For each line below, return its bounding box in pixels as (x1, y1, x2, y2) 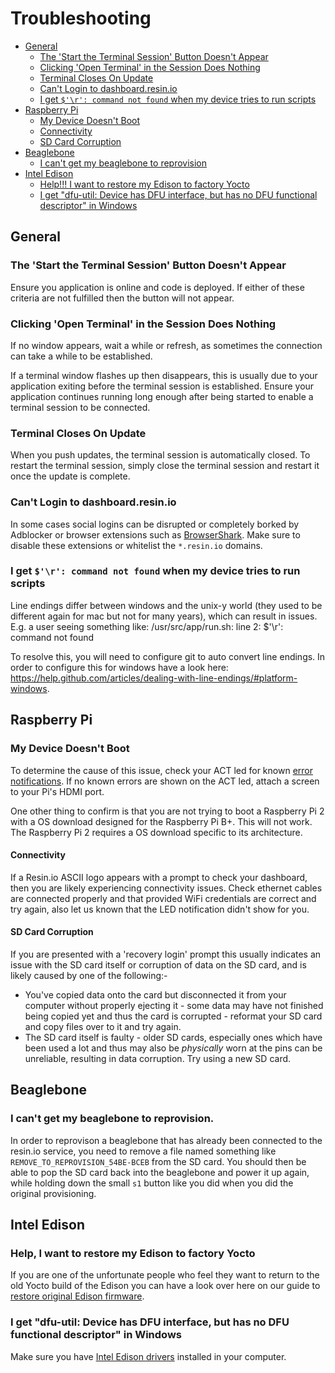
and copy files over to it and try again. (24, 1020, 182, 1032)
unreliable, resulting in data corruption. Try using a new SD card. (24, 1052, 292, 1064)
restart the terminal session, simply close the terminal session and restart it (10, 460, 320, 472)
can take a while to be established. (10, 350, 153, 362)
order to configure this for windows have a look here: (10, 661, 229, 673)
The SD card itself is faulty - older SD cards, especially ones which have (24, 1031, 323, 1043)
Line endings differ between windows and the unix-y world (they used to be (10, 599, 323, 611)
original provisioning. (10, 1187, 97, 1199)
